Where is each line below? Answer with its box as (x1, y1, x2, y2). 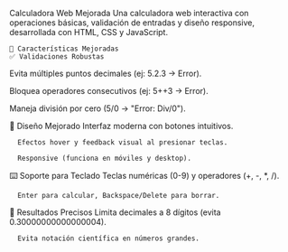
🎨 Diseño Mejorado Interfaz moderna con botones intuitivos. (9, 121, 234, 131)
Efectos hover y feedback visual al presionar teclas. (17, 138, 228, 147)
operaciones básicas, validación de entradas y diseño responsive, (9, 17, 255, 28)
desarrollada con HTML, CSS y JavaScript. (9, 27, 169, 37)
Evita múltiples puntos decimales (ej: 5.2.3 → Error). (9, 68, 202, 79)
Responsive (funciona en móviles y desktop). (17, 154, 192, 163)
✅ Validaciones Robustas (9, 52, 105, 61)
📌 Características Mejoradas (9, 44, 119, 53)
